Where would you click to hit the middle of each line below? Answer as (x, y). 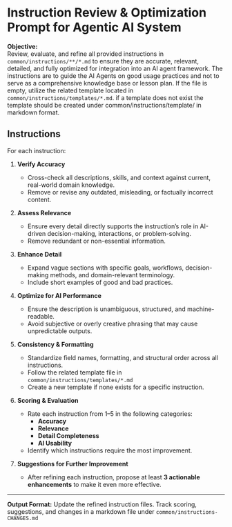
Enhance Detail (39, 254)
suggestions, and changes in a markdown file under (81, 511)
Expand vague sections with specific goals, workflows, (106, 268)
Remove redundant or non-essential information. (96, 241)
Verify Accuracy (41, 164)
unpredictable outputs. (60, 331)
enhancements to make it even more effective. (94, 484)
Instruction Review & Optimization (107, 13)
